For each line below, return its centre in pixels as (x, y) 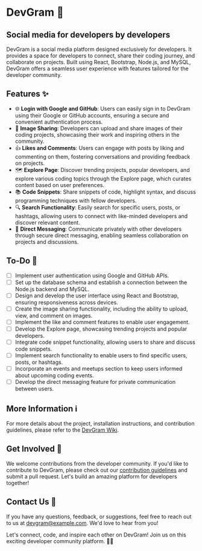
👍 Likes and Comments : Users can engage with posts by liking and (99, 148)
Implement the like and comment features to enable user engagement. (102, 322)
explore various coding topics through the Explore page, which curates (103, 179)
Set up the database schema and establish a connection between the (101, 282)
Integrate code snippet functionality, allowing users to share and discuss (105, 342)
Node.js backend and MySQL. (52, 289)
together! (17, 483)
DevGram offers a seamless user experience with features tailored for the (97, 68)
